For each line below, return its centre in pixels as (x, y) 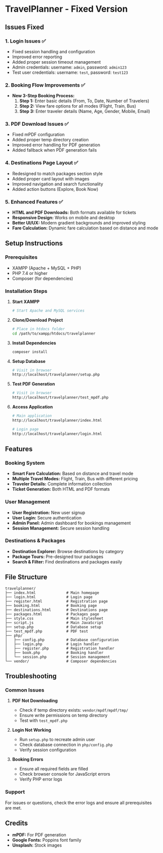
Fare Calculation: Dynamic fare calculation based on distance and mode (85, 228)
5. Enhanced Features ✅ (34, 202)
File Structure (26, 577)
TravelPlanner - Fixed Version (66, 9)
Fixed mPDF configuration (38, 135)
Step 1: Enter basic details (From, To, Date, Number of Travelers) (84, 101)
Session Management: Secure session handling (61, 528)
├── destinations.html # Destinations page (57, 610)
